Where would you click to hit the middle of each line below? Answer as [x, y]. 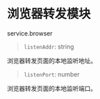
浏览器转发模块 [49, 14]
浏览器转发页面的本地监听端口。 [52, 88]
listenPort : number [52, 74]
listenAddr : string [49, 46]
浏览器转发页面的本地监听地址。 [52, 60]
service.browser [30, 33]
